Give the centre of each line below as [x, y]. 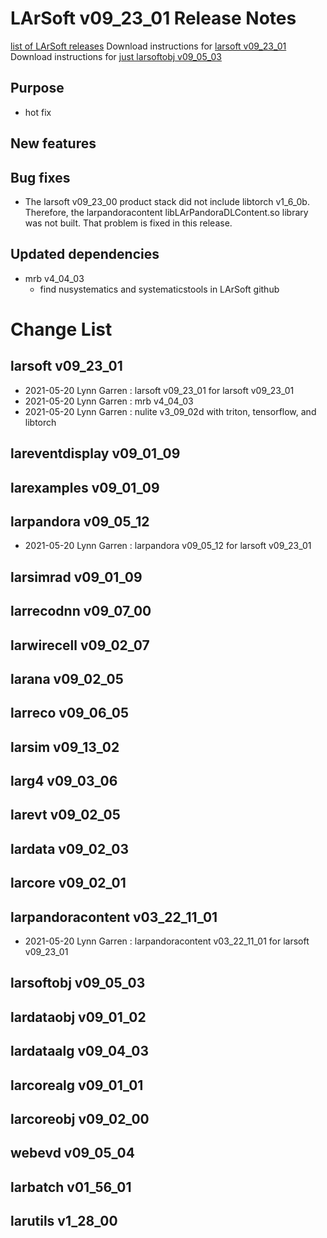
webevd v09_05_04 [72, 1153]
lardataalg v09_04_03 [80, 1051]
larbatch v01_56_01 [71, 1187]
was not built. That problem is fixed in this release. [128, 223]
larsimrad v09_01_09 [76, 577]
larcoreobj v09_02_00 [80, 1119]
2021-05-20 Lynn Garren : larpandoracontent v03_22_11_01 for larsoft [167, 941]
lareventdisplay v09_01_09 [95, 453]
